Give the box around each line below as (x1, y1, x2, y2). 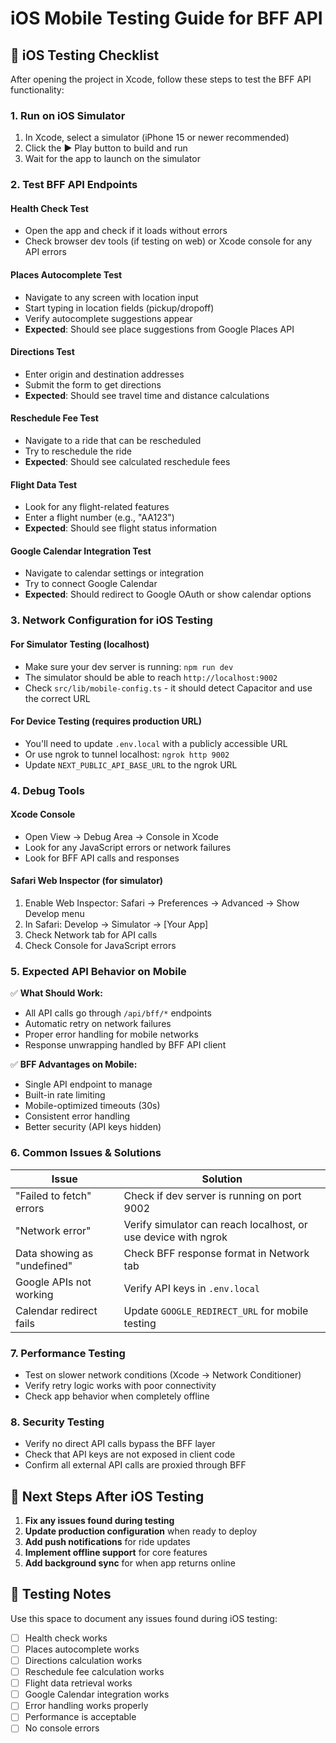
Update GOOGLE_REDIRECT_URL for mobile (123, 1303, 309, 1317)
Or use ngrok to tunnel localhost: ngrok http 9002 (24, 748, 230, 760)
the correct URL (24, 692, 91, 704)
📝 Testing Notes (10, 1586, 112, 1603)
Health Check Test (10, 202, 89, 214)
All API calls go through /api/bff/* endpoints (24, 1007, 212, 1019)
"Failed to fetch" (15, 1188, 92, 1202)
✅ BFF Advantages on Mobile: (10, 1058, 138, 1071)
